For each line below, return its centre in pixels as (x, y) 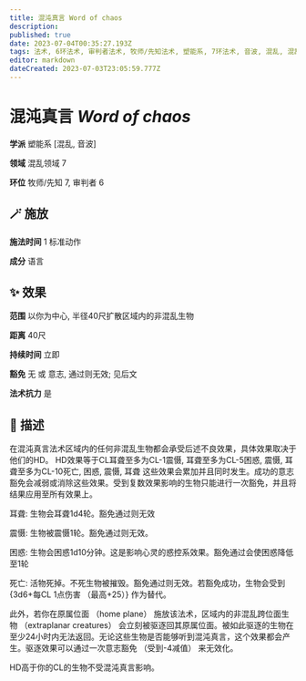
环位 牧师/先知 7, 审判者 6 (57, 182)
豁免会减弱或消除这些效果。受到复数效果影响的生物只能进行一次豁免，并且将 (153, 483)
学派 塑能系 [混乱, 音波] (53, 143)
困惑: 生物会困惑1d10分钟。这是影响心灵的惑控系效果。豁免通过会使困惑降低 (152, 552)
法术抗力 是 (31, 394)
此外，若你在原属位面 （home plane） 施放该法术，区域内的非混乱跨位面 (146, 614)
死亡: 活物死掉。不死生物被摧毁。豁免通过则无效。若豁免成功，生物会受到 (147, 583)
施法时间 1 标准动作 (46, 242)
